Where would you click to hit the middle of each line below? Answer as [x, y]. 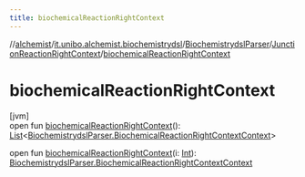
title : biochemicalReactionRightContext [87, 18]
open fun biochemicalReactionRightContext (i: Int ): [103, 152]
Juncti [284, 44]
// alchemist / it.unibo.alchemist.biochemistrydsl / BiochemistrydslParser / [141, 44]
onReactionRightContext [55, 53]
